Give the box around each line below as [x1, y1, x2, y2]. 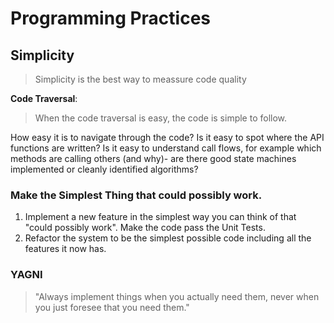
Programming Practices [10, 7, 212, 30]
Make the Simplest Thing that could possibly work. [10, 188, 263, 202]
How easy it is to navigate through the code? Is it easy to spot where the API [10, 132, 325, 143]
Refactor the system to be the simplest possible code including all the [24, 232, 312, 244]
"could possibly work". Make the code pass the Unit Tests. [24, 222, 266, 234]
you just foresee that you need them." [34, 301, 190, 313]
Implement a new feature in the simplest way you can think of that [24, 211, 297, 223]
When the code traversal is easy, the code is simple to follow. [34, 112, 288, 124]
